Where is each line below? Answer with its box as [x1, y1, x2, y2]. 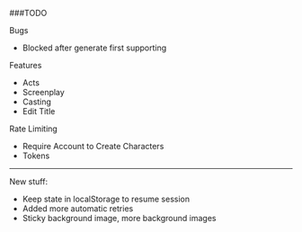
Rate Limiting [9, 123, 58, 134]
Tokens [22, 150, 50, 161]
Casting [22, 96, 52, 107]
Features [9, 60, 42, 70]
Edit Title [22, 106, 56, 116]
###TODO [9, 8, 48, 18]
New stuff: [9, 176, 48, 187]
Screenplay [22, 87, 65, 97]
